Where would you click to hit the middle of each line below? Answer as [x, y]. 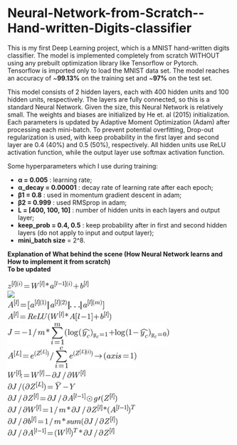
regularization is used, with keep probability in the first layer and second [113, 137]
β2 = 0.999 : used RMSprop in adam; [72, 202]
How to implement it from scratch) [59, 262]
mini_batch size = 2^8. [51, 240]
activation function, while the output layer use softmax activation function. [116, 152]
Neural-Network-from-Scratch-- [106, 13]
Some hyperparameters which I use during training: [83, 166]
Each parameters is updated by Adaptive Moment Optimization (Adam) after [118, 122]
